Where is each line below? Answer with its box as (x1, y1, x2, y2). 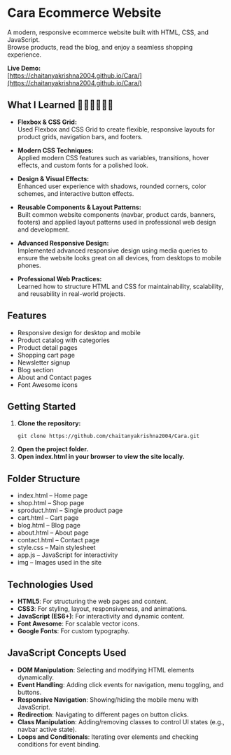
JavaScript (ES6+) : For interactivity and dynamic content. (17, 612, 185, 620)
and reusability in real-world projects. (17, 289, 126, 298)
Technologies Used (7, 579, 93, 591)
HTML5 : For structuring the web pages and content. (17, 597, 168, 605)
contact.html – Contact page (17, 536, 100, 544)
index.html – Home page (17, 491, 88, 500)
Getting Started (7, 400, 76, 412)
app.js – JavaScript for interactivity (17, 551, 118, 559)
